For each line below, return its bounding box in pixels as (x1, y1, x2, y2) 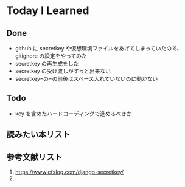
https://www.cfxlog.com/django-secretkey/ (15, 168, 124, 176)
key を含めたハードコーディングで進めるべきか (15, 110, 132, 117)
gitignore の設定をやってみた (15, 52, 87, 59)
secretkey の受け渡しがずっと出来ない (15, 67, 111, 75)
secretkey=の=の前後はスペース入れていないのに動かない (15, 75, 158, 82)
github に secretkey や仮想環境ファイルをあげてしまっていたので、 (15, 45, 183, 52)
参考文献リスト (6, 152, 63, 162)
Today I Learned (6, 4, 89, 18)
